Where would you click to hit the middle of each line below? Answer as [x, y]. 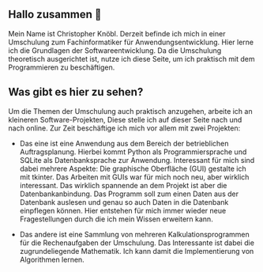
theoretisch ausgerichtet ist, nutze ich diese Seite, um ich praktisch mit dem [131, 59]
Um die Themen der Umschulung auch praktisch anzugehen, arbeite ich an [130, 111]
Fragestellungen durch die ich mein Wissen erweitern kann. [116, 219]
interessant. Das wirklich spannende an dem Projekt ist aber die [123, 185]
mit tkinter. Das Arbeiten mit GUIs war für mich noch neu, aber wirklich [134, 177]
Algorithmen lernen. [52, 259]
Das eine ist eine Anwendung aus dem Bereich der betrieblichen [124, 143]
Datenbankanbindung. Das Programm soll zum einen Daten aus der [129, 194]
